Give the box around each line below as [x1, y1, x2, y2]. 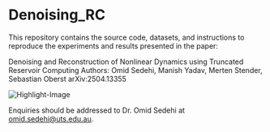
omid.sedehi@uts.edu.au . [8, 113, 94, 123]
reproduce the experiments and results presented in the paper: [8, 40, 219, 50]
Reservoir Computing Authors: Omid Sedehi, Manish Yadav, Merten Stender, [8, 65, 264, 75]
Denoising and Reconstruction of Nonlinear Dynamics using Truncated [8, 57, 244, 66]
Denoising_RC [8, 6, 105, 24]
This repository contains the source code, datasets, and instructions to [8, 32, 245, 42]
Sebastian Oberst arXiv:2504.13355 [8, 74, 127, 83]
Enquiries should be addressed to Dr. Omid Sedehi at [8, 105, 185, 115]
